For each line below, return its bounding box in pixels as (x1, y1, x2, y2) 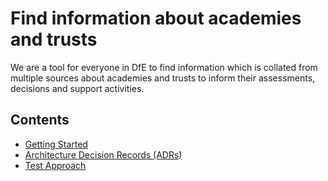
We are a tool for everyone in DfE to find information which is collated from (10, 61, 318, 73)
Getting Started (24, 138, 88, 150)
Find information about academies (10, 7, 302, 30)
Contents (10, 112, 70, 129)
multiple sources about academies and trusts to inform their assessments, (10, 72, 316, 84)
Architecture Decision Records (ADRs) (24, 148, 183, 161)
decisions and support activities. (10, 82, 145, 94)
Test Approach (24, 159, 87, 171)
